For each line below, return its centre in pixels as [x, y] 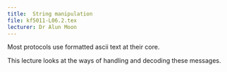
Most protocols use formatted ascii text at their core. [84, 47]
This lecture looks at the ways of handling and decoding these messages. [114, 61]
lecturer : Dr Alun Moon [42, 27]
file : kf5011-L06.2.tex [42, 20]
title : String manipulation [50, 14]
